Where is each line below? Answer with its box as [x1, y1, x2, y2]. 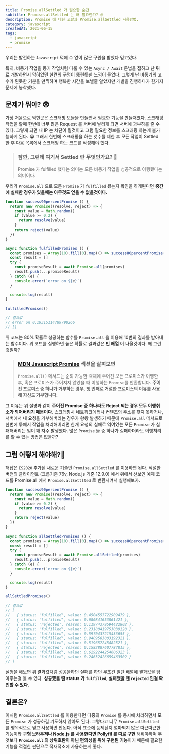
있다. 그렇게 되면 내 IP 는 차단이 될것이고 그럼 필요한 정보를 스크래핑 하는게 [5, 127, 151, 133]
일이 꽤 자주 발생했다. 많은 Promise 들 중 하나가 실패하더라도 [27, 428, 144, 434]
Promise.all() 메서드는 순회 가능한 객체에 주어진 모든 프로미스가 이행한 [17, 373, 158, 379]
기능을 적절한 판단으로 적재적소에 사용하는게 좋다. [5, 743, 102, 749]
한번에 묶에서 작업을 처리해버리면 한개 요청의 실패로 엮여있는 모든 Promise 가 [5, 421, 155, 428]
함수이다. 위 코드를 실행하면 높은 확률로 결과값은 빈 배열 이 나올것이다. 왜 [10, 340, 152, 346]
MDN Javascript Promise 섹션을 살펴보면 [17, 360, 116, 367]
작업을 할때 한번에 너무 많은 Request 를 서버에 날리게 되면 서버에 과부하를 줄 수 [5, 121, 160, 127]
